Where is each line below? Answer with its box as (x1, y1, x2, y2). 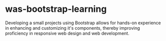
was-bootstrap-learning (5, 3, 107, 15)
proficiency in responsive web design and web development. (5, 30, 130, 36)
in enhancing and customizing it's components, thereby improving (5, 25, 140, 31)
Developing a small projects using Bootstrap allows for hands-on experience (5, 20, 161, 26)
